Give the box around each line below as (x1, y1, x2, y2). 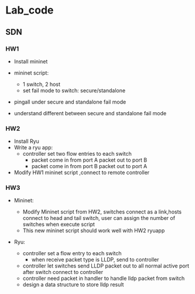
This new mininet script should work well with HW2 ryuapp (22, 227, 165, 234)
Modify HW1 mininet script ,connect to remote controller (13, 169, 150, 176)
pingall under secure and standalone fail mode (13, 98, 126, 105)
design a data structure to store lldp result (22, 281, 124, 288)
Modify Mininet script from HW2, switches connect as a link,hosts (22, 208, 182, 215)
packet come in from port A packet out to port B (31, 156, 148, 163)
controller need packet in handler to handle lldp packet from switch (22, 275, 185, 282)
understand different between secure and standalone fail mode (13, 109, 167, 116)
